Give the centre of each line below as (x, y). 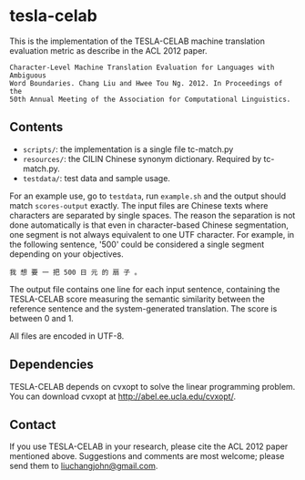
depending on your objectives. (67, 254)
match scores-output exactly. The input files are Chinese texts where (139, 205)
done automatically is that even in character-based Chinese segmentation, (149, 225)
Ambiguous (28, 75)
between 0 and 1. (42, 318)
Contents (36, 127)
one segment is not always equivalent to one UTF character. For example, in (152, 234)
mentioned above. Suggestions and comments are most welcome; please (147, 456)
